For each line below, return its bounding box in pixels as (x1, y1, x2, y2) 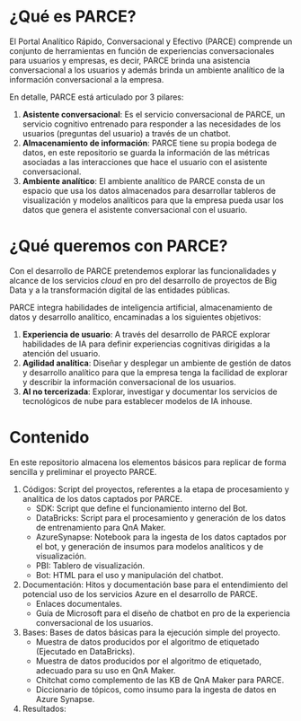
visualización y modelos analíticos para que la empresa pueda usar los (22, 195, 285, 206)
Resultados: (22, 703, 66, 714)
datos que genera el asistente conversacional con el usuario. (22, 204, 248, 215)
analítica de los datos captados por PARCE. (22, 493, 182, 504)
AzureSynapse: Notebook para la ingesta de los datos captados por (35, 532, 288, 542)
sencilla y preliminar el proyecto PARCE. (9, 466, 157, 477)
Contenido (9, 427, 90, 448)
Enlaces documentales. (35, 598, 123, 609)
